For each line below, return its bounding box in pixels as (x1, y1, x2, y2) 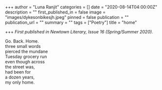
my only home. (5, 79, 35, 85)
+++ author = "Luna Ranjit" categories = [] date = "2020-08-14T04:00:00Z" (5, 4, 158, 10)
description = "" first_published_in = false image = (5, 9, 106, 15)
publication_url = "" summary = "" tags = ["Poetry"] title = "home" (5, 19, 137, 25)
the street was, (5, 64, 35, 70)
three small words (5, 44, 41, 49)
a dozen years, (5, 75, 35, 80)
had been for (5, 69, 31, 75)
